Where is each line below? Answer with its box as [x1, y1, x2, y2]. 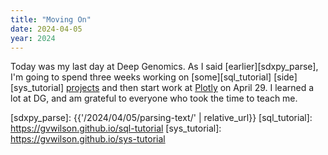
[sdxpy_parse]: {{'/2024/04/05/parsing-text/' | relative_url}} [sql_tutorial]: [10, 112, 313, 124]
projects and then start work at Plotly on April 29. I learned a [65, 82, 315, 94]
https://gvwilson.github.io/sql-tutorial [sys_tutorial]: [10, 122, 222, 135]
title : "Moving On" [10, 14, 92, 25]
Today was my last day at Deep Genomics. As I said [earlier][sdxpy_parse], [10, 61, 319, 73]
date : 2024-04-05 [10, 24, 83, 34]
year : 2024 [10, 33, 56, 43]
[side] [273, 71, 298, 83]
